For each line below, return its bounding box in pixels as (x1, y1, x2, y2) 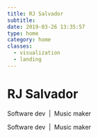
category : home (7, 36, 51, 43)
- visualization (13, 50, 60, 57)
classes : (7, 43, 33, 50)
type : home (7, 29, 39, 37)
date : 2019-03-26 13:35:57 (7, 23, 85, 30)
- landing (13, 56, 42, 63)
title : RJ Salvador (7, 10, 64, 18)
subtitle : (7, 17, 36, 24)
